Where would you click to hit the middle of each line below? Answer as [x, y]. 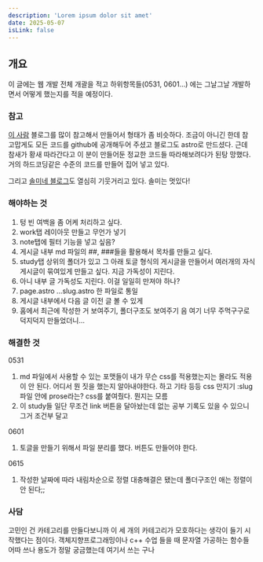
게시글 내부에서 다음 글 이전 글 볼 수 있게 [81, 300]
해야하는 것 [28, 204]
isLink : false [31, 30]
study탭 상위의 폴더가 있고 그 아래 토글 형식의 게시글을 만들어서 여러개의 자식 [137, 261]
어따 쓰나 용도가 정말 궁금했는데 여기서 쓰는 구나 [82, 550]
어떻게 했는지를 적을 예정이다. [68, 94]
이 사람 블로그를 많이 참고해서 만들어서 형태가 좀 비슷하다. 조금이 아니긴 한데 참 [128, 135]
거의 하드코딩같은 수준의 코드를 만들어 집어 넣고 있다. [89, 164]
